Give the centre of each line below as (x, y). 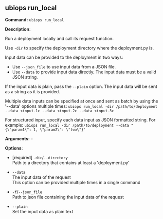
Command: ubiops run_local (35, 19)
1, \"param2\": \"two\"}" (60, 130)
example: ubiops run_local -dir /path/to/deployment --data (67, 125)
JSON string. (25, 77)
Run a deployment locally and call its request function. (59, 38)
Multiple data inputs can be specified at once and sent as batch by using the (81, 101)
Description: (18, 29)
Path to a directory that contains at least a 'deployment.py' (71, 163)
